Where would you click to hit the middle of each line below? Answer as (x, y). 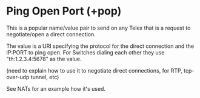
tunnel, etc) (45, 77)
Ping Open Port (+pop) (64, 11)
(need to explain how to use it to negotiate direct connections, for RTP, (95, 70)
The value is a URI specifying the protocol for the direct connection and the (100, 46)
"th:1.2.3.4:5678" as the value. (44, 59)
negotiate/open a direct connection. (51, 34)
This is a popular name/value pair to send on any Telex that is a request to (98, 28)
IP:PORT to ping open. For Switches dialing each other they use (85, 52)
